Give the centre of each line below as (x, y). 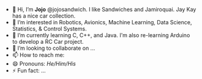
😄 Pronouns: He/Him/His (44, 64)
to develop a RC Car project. (48, 42)
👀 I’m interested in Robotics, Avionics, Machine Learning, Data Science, (102, 22)
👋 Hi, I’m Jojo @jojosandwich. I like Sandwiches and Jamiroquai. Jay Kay (104, 9)
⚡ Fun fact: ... (29, 70)
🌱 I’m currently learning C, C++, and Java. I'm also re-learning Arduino (101, 35)
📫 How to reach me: (38, 55)
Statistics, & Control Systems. (49, 29)
